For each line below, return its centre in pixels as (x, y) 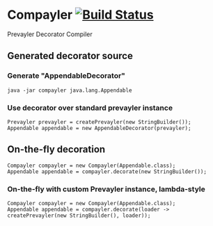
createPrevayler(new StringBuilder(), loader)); (79, 216)
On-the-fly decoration (56, 150)
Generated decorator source (70, 56)
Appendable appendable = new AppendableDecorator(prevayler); (99, 128)
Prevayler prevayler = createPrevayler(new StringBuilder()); (99, 122)
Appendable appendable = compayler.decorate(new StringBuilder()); (107, 171)
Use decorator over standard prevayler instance (90, 108)
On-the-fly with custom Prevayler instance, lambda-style (106, 189)
